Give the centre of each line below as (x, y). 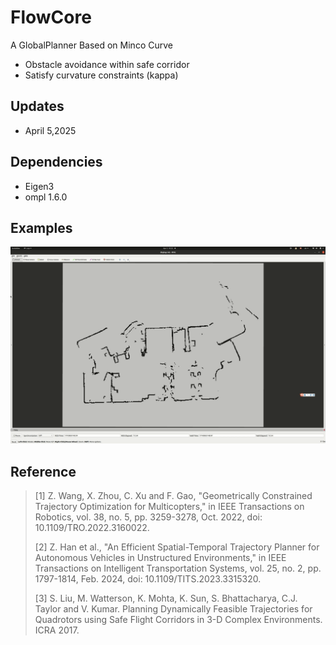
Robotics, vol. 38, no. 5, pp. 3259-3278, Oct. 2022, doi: (148, 517)
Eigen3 (39, 186)
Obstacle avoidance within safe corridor (107, 64)
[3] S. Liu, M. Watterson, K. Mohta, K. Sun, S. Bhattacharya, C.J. (166, 598)
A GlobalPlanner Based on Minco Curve (91, 45)
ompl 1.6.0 (46, 197)
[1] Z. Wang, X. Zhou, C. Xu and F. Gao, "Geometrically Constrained (173, 496)
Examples (41, 227)
